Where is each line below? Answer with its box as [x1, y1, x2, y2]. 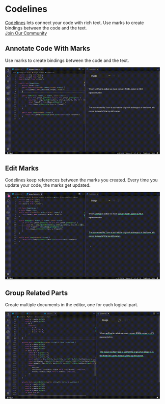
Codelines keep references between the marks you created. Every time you [5, 177, 158, 183]
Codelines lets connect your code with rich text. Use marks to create [5, 20, 144, 26]
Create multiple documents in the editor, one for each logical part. [5, 302, 138, 308]
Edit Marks [5, 164, 39, 173]
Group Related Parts [5, 289, 68, 297]
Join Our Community [5, 30, 47, 36]
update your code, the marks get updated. [5, 182, 91, 188]
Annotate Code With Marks [5, 44, 90, 53]
